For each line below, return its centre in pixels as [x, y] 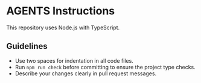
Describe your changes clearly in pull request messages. [86, 73]
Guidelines [27, 46]
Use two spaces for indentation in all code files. [74, 60]
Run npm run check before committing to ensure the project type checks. [105, 67]
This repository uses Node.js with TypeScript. [63, 27]
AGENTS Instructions [61, 11]
